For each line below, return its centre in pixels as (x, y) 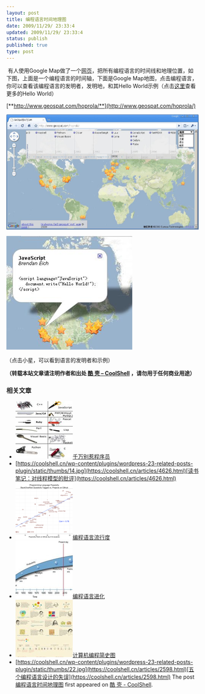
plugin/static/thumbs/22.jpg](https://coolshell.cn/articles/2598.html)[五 (105, 669)
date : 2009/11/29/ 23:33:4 (41, 26)
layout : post (23, 13)
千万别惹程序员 (91, 457)
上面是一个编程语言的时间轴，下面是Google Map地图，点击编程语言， (110, 78)
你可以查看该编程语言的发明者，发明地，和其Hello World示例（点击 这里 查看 (101, 86)
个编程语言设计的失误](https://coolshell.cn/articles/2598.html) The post (105, 677)
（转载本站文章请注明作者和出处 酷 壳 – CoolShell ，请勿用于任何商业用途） (101, 373)
